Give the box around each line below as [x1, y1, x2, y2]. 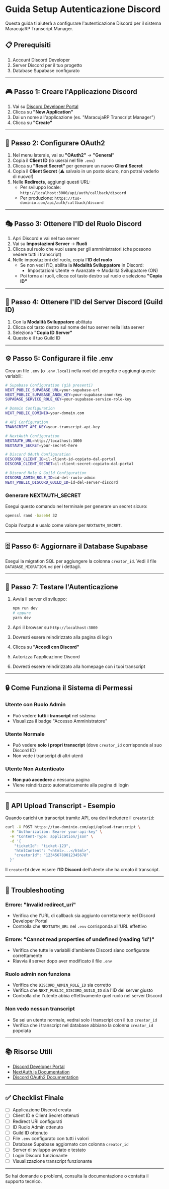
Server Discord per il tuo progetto [12, 62, 82, 68]
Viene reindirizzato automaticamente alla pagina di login [12, 782, 129, 788]
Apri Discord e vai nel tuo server [12, 236, 79, 242]
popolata [12, 1028, 31, 1034]
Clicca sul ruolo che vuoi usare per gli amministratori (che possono [12, 246, 151, 252]
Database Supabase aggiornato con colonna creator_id [12, 1141, 129, 1147]
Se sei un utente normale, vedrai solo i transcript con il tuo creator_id [12, 1016, 157, 1023]
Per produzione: [20, 195, 54, 201]
